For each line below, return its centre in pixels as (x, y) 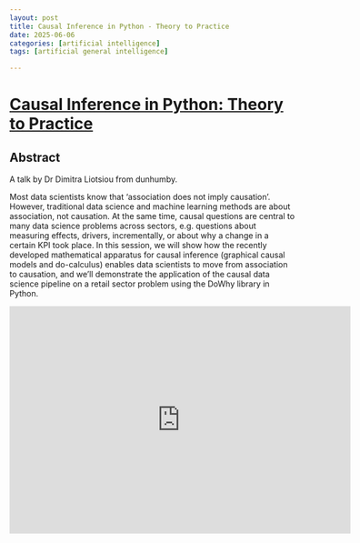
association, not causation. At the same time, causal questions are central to (152, 216)
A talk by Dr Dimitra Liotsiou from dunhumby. (94, 179)
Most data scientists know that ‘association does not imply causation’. (140, 197)
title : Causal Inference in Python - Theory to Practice (120, 26)
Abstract (35, 157)
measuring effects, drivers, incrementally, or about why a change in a (140, 236)
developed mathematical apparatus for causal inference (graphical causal (147, 255)
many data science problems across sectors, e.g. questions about (133, 226)
